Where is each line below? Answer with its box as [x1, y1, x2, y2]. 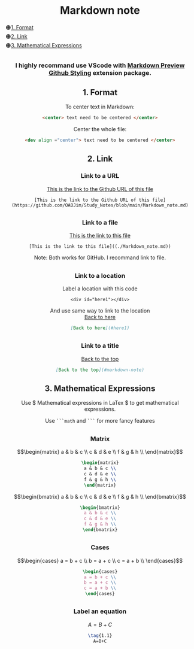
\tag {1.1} [87, 632, 113, 638]
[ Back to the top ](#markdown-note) [55, 366, 145, 373]
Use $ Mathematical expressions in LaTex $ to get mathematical [21, 399, 179, 407]
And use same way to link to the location [50, 307, 150, 314]
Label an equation [73, 607, 127, 615]
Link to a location [74, 271, 126, 280]
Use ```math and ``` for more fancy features [45, 417, 155, 424]
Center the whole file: [73, 126, 127, 133]
